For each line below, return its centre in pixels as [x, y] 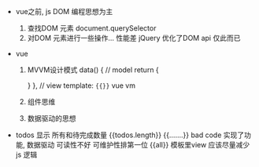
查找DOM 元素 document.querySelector [92, 28]
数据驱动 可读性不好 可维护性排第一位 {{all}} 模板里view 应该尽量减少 [138, 145]
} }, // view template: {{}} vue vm [81, 85]
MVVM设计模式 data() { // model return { [93, 70]
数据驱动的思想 [52, 118]
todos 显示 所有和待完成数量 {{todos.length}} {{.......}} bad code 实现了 [130, 135]
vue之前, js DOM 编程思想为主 [64, 11]
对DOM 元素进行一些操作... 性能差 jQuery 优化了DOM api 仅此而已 [134, 38]
